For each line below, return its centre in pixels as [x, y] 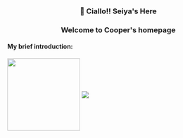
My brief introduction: [40, 47]
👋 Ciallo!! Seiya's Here [118, 11]
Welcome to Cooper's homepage [118, 29]
